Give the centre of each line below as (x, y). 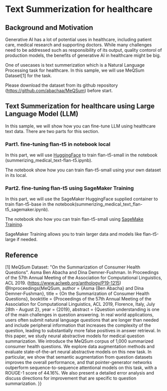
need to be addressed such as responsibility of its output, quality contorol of (83, 50)
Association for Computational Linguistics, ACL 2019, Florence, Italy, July (80, 304)
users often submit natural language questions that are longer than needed (82, 320)
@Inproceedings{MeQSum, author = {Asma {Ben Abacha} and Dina (74, 288)
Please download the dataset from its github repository (62, 85)
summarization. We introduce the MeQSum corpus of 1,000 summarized (79, 341)
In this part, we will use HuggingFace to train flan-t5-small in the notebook (82, 155)
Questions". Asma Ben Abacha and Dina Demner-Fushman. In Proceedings (82, 272)
